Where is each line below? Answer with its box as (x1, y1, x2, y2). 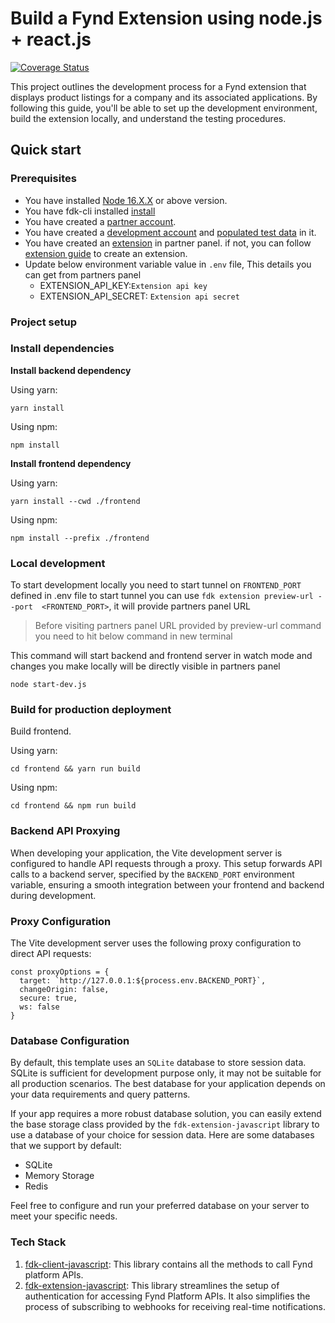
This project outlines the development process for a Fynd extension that (10, 80, 307, 92)
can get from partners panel (24, 268, 142, 281)
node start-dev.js (10, 680, 87, 690)
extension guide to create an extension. (24, 247, 188, 259)
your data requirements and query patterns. (10, 1088, 191, 1101)
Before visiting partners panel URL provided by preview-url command (34, 620, 322, 632)
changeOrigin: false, (19, 985, 110, 995)
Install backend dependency (10, 364, 132, 376)
